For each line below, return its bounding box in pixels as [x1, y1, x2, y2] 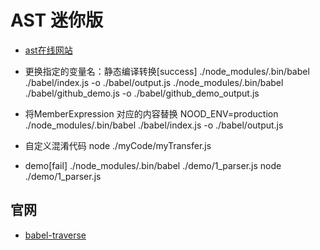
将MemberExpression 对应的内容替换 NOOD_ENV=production [24, 107, 279, 120]
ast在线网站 [24, 44, 73, 56]
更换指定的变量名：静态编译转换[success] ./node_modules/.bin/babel [24, 65, 310, 77]
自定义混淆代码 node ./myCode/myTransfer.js [24, 139, 212, 151]
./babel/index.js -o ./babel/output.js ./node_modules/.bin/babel [24, 76, 284, 88]
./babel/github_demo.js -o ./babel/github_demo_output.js [24, 87, 260, 99]
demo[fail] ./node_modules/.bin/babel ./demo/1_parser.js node [24, 159, 282, 171]
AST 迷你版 [10, 9, 103, 32]
